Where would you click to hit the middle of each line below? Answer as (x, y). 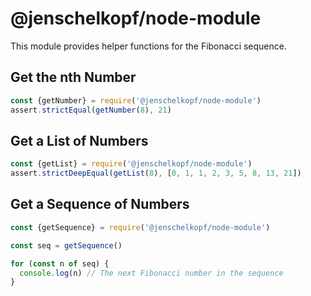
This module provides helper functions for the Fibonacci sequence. (148, 46)
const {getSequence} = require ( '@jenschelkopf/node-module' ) (140, 227)
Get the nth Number (73, 77)
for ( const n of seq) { (60, 263)
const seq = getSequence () (66, 245)
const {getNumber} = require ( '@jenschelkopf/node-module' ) (136, 100)
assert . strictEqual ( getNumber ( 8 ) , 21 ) (91, 110)
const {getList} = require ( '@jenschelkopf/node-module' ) (131, 164)
